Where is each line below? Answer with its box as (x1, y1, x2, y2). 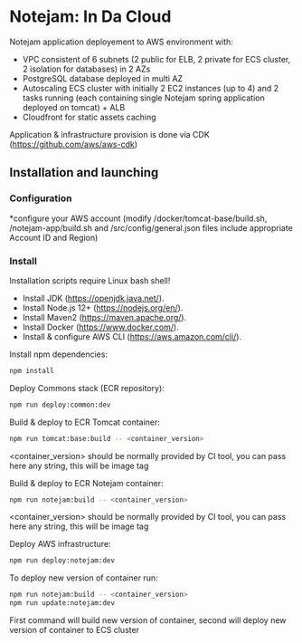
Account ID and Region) (9, 232, 99, 243)
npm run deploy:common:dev (9, 400, 111, 409)
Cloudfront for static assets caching (22, 111, 156, 122)
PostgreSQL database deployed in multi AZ (22, 72, 184, 83)
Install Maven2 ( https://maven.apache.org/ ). (22, 312, 187, 322)
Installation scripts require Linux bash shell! (9, 274, 171, 286)
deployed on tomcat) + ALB (22, 101, 126, 112)
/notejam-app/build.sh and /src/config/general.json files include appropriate (9, 222, 294, 233)
